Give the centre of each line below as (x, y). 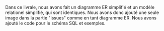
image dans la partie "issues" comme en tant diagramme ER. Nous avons (81, 18)
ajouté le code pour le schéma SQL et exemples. (55, 23)
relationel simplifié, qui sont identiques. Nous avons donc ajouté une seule (82, 12)
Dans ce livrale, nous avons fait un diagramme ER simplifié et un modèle (80, 7)
